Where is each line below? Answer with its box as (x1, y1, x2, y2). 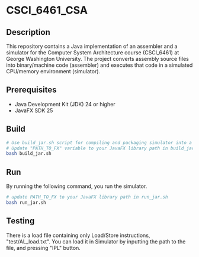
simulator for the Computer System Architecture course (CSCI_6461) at (6, 49, 179, 56)
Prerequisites (6, 85, 57, 95)
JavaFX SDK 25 (14, 107, 53, 114)
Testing (6, 216, 35, 226)
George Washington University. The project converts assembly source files (6, 56, 190, 62)
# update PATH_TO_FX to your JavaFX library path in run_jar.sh (6, 194, 168, 200)
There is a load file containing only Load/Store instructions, (6, 232, 150, 239)
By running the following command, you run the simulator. (6, 183, 147, 190)
